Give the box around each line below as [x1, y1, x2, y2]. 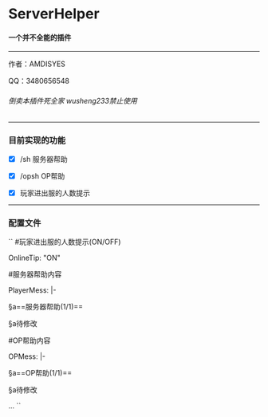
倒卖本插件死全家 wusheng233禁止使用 [8, 96, 138, 105]
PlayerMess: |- [8, 285, 57, 295]
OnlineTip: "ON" [8, 253, 61, 263]
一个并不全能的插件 [8, 33, 72, 42]
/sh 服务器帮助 [19, 154, 68, 163]
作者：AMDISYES [8, 59, 66, 69]
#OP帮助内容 [8, 336, 51, 345]
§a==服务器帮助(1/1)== [8, 302, 84, 312]
